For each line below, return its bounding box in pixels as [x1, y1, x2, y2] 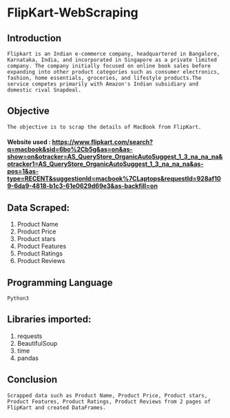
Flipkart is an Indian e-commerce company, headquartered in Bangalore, [7, 50, 220, 57]
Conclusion [7, 374, 58, 386]
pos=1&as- [7, 167, 39, 176]
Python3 [7, 295, 30, 302]
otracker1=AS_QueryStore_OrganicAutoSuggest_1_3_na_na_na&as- [7, 160, 205, 168]
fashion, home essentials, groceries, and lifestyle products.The [7, 74, 202, 81]
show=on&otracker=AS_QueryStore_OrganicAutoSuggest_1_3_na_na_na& [7, 153, 223, 161]
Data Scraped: [7, 202, 70, 213]
